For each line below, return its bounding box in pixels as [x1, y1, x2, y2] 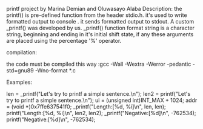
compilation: [6, 49, 38, 56]
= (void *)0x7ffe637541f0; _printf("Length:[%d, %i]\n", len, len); [6, 103, 166, 110]
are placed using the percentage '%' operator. [6, 37, 122, 44]
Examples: [6, 78, 32, 86]
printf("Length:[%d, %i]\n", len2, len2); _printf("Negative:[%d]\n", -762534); [6, 110, 196, 116]
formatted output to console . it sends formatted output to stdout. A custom [6, 18, 195, 25]
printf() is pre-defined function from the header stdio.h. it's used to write [6, 11, 187, 19]
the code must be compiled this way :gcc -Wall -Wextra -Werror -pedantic [6, 60, 191, 68]
